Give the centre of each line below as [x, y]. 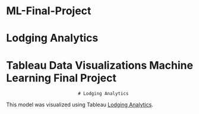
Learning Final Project [61, 78]
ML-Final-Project [49, 11]
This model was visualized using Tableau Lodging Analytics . [80, 104]
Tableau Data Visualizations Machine [100, 65]
